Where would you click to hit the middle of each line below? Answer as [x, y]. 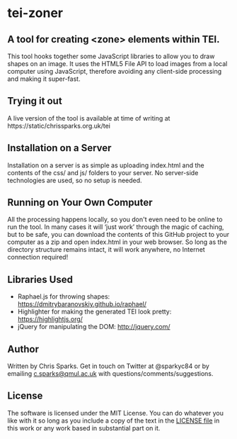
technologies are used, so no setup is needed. [75, 180]
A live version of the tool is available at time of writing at [89, 118]
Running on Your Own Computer [80, 202]
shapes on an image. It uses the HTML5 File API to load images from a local [117, 64]
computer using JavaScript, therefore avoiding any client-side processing [115, 71]
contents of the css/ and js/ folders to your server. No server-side [103, 172]
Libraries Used [40, 279]
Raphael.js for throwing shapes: [64, 296]
